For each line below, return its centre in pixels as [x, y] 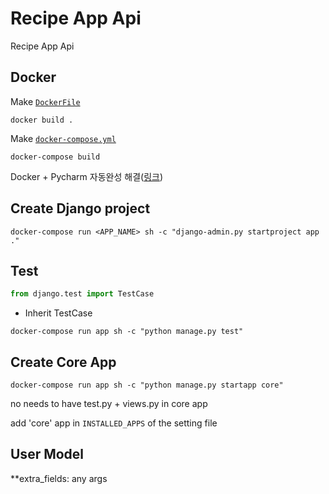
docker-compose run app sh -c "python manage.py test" [127, 332]
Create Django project [80, 208]
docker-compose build [55, 157]
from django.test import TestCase [82, 294]
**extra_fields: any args [59, 478]
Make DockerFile [45, 101]
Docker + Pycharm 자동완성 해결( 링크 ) [86, 176]
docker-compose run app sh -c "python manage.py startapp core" [147, 385]
